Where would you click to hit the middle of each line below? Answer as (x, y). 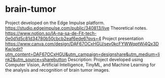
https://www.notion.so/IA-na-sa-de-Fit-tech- (51, 33)
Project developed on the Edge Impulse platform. (55, 23)
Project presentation (123, 39)
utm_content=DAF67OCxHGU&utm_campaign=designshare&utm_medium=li (82, 54)
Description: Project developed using (105, 59)
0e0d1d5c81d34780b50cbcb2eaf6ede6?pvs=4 (53, 39)
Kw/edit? (14, 49)
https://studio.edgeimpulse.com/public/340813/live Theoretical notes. (76, 28)
